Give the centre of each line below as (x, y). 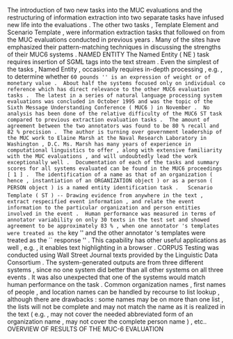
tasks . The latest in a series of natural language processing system (115, 95)
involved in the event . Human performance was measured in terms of (112, 214)
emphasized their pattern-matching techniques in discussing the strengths (114, 47)
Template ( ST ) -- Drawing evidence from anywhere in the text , (105, 196)
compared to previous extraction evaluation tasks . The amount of (109, 120)
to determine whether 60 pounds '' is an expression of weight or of (109, 77)
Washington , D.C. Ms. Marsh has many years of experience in (99, 144)
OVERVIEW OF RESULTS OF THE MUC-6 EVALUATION (86, 329)
